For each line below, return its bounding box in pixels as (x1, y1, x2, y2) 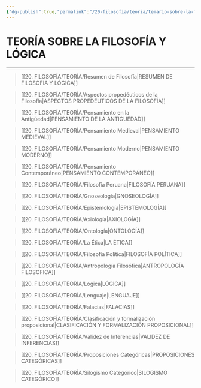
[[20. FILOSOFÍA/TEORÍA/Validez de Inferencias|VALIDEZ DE (20, 333, 170, 340)
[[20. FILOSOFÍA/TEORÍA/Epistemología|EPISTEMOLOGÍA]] (20, 204, 167, 211)
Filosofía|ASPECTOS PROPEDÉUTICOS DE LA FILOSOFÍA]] (20, 97, 166, 104)
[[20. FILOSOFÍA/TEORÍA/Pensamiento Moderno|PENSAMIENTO (20, 145, 180, 152)
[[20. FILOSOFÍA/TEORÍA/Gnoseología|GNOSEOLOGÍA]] (20, 193, 159, 200)
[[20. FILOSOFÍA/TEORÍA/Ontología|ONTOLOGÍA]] (20, 227, 145, 234)
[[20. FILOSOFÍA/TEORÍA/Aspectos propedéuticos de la (20, 91, 158, 98)
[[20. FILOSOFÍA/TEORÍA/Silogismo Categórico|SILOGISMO (20, 369, 167, 376)
